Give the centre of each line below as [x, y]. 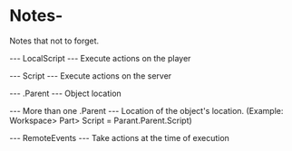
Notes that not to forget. [54, 41]
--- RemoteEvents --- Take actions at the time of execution [119, 137]
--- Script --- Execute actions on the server [91, 75]
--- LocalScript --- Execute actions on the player [100, 58]
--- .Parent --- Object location [66, 93]
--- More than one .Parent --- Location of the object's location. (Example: [146, 110]
